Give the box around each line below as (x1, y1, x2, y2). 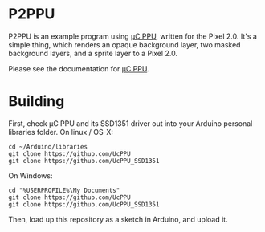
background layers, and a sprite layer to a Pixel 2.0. (8, 48, 178, 58)
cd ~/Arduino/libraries (8, 142, 88, 151)
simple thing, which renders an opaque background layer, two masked (8, 39, 241, 49)
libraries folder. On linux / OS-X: (8, 127, 114, 136)
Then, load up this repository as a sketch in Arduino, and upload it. (8, 214, 228, 224)
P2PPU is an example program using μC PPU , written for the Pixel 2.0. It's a (8, 31, 257, 41)
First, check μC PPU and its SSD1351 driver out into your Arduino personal (8, 118, 253, 128)
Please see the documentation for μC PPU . (8, 63, 150, 73)
